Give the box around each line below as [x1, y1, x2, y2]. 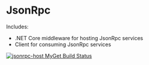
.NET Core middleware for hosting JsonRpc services [14, 34, 144, 41]
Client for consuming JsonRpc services [14, 41, 112, 48]
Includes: [6, 23, 28, 30]
